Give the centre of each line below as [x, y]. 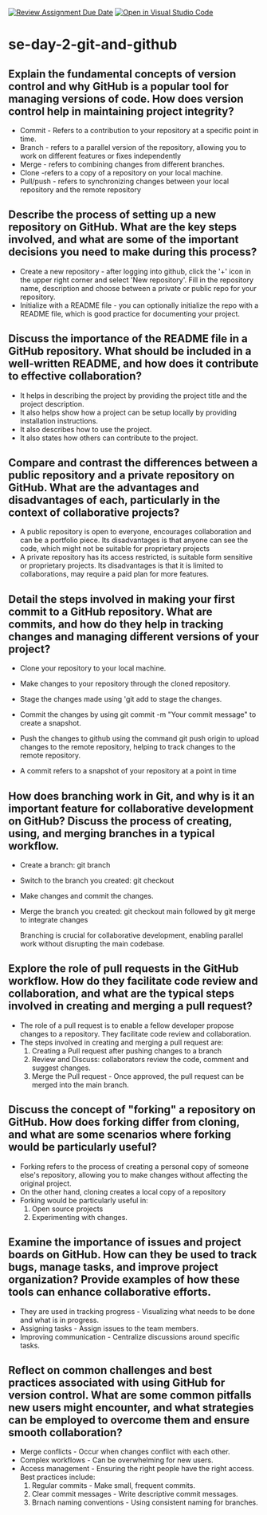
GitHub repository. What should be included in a [130, 351]
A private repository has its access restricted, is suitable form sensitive [136, 557]
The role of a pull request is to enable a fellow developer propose [127, 1025]
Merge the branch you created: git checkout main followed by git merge [138, 911]
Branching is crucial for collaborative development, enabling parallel [132, 935]
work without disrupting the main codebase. [92, 944]
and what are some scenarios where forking [120, 1135]
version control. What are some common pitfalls [130, 1395]
